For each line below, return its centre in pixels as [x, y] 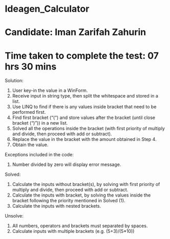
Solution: [14, 81]
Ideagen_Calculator [47, 9]
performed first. [29, 112]
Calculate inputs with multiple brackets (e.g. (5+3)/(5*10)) [73, 231]
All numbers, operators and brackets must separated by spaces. [80, 226]
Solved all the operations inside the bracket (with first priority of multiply [88, 129]
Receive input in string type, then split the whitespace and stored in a [85, 96]
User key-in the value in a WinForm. [50, 90]
